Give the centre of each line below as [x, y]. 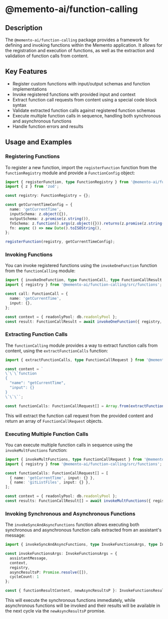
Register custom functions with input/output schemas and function [81, 83]
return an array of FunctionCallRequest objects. [54, 421]
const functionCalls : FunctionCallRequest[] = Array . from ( [68, 406]
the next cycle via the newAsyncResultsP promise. [55, 611]
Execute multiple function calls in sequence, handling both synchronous [86, 115]
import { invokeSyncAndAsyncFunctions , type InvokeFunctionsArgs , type [81, 545]
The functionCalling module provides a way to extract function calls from [81, 345]
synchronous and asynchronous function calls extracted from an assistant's [83, 530]
